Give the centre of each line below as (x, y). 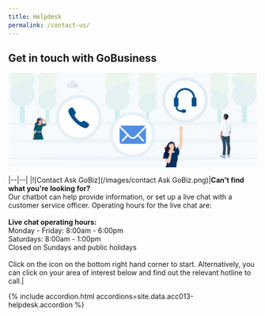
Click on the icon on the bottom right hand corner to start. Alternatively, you (131, 264)
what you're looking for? (49, 188)
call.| (16, 280)
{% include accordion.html (51, 296)
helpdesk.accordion (41, 304)
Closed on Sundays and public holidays (72, 247)
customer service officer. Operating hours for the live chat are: (110, 205)
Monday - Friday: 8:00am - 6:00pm (66, 230)
